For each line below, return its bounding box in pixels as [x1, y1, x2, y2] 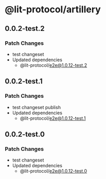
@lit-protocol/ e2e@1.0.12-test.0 [20, 168, 87, 174]
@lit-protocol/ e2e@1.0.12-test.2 [20, 62, 87, 68]
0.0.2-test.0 [5, 130, 45, 138]
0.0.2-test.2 [5, 24, 45, 33]
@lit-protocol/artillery [5, 4, 101, 15]
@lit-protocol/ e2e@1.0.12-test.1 [20, 115, 86, 121]
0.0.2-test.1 [5, 77, 43, 86]
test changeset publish [12, 104, 61, 110]
